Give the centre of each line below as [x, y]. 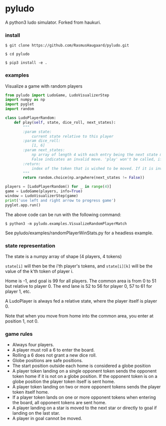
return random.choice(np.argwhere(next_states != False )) [84, 178]
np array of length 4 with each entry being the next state [95, 155]
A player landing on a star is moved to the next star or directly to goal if [84, 408]
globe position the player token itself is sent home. [63, 381]
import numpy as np [25, 100]
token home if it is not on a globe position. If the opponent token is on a [85, 376]
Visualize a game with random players [44, 86]
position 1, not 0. [22, 321]
